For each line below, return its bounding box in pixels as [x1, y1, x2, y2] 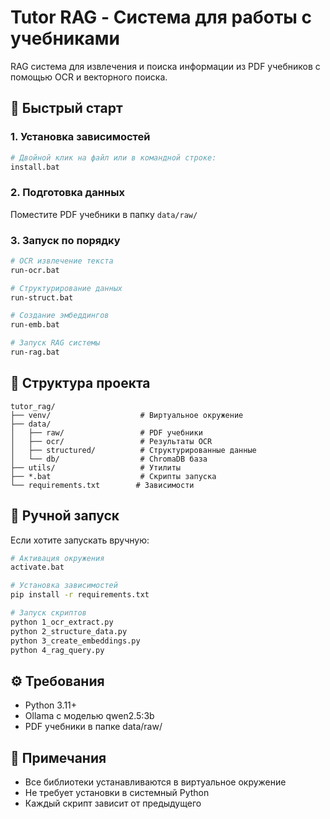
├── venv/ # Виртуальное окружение [10, 410, 244, 420]
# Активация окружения [10, 553, 105, 563]
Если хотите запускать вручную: [10, 534, 150, 546]
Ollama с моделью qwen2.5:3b [24, 710, 155, 722]
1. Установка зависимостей [10, 130, 151, 144]
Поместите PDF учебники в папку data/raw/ [10, 208, 198, 220]
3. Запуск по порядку [10, 233, 121, 247]
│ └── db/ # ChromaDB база [10, 454, 208, 464]
